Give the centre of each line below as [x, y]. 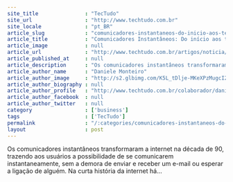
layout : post [55, 129]
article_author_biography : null [55, 84]
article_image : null [55, 46]
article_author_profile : [48, 91]
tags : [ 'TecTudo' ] [67, 116]
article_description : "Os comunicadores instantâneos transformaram [118, 65]
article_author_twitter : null [55, 104]
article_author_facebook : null [55, 98]
